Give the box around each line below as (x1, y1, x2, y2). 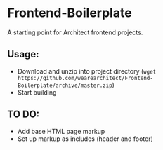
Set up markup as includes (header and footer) (17, 135, 153, 143)
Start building (17, 88, 57, 96)
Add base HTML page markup (17, 127, 105, 135)
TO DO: (7, 109, 40, 121)
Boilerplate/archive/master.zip (17, 82, 112, 89)
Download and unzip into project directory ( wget (17, 67, 157, 75)
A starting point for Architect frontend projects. (7, 28, 143, 36)
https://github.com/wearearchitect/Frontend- (17, 74, 153, 81)
